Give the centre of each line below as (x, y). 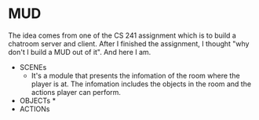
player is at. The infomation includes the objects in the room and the (141, 84)
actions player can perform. (76, 92)
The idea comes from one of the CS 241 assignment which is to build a (122, 35)
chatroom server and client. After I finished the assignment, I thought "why (129, 43)
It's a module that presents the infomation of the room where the (136, 75)
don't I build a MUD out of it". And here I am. (80, 52)
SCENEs (33, 67)
